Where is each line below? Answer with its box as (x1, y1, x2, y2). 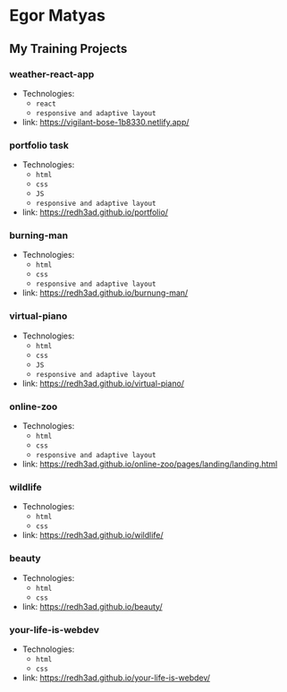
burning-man (9, 229, 69, 242)
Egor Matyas (9, 5, 106, 26)
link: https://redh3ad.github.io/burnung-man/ (21, 287, 189, 298)
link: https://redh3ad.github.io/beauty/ (21, 601, 163, 611)
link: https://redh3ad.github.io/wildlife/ (21, 530, 164, 541)
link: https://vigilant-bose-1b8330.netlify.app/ (21, 116, 190, 127)
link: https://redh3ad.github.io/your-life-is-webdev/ (21, 672, 211, 683)
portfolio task (9, 139, 69, 151)
